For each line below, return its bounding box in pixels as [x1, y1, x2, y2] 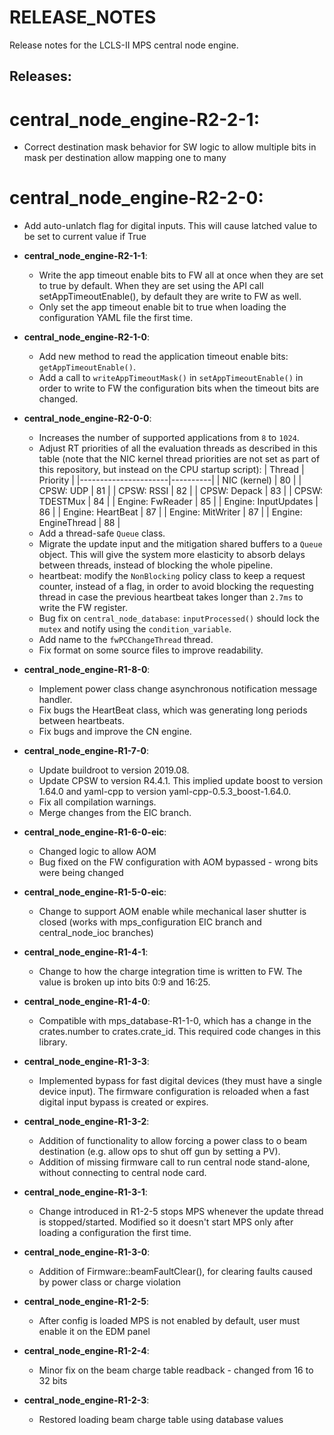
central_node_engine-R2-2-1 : [9, 108, 261, 131]
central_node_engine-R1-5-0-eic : [23, 886, 167, 898]
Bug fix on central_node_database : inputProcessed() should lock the [38, 612, 320, 625]
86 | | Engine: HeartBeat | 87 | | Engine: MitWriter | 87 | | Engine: [38, 506, 303, 518]
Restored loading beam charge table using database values [38, 1414, 284, 1426]
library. [38, 1036, 68, 1048]
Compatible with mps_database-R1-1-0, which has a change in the [38, 1015, 312, 1027]
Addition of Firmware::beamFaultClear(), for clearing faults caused [38, 1266, 313, 1278]
